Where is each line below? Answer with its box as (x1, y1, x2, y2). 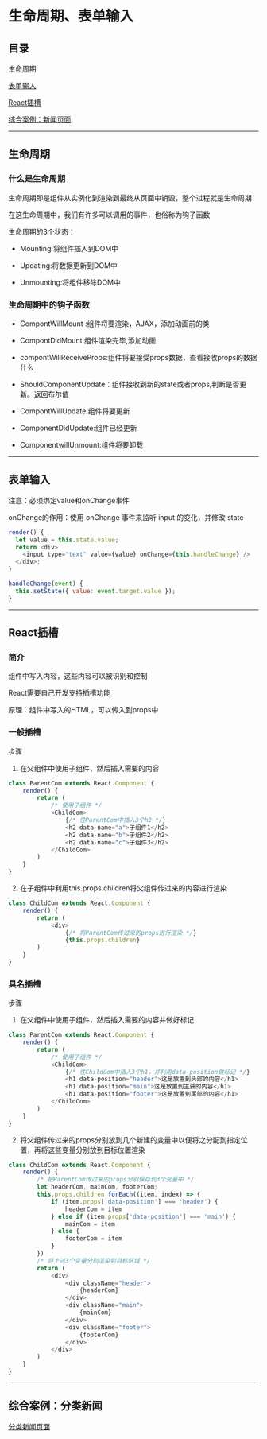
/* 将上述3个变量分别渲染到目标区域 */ (37, 1257, 151, 1265)
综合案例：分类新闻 (8, 1399, 103, 1413)
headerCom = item (64, 1205, 123, 1213)
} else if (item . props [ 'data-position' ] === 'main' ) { (50, 1212, 237, 1220)
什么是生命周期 (8, 173, 66, 184)
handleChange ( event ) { (8, 580, 83, 588)
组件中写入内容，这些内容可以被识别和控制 (8, 671, 148, 681)
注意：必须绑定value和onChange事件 (8, 495, 130, 505)
